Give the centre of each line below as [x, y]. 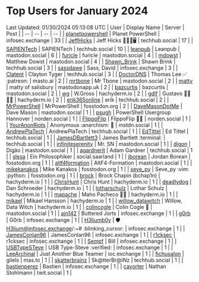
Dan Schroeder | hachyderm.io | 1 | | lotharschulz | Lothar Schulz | [87, 188]
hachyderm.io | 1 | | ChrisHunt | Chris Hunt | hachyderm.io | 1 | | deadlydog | [99, 182]
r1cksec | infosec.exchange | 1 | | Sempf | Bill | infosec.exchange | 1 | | [91, 241]
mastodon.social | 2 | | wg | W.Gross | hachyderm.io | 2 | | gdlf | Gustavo [94, 93]
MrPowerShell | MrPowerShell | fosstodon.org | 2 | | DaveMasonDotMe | [94, 106]
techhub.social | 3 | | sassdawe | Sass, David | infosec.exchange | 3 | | [92, 68]
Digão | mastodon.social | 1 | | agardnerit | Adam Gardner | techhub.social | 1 [99, 150]
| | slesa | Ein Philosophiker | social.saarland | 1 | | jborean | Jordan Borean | [99, 156]
